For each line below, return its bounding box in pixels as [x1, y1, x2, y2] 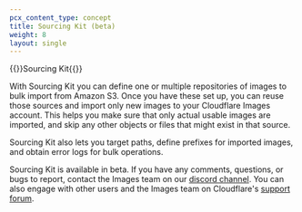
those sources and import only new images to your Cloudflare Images [9, 101, 271, 111]
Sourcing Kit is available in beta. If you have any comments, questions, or [9, 164, 284, 175]
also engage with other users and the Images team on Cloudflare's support [9, 183, 291, 195]
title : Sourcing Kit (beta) [9, 22, 116, 31]
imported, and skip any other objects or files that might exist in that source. [9, 120, 291, 130]
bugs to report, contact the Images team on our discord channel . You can [9, 174, 285, 185]
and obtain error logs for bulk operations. [9, 147, 164, 158]
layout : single [9, 38, 67, 48]
